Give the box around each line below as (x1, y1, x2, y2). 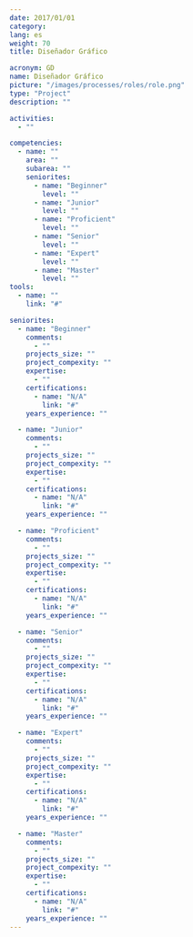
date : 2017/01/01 (9, 13, 76, 23)
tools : (9, 283, 35, 292)
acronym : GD (9, 64, 55, 73)
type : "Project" (9, 88, 71, 98)
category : (9, 22, 47, 31)
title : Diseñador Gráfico (9, 47, 107, 56)
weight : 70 (9, 38, 51, 48)
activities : (9, 114, 55, 123)
